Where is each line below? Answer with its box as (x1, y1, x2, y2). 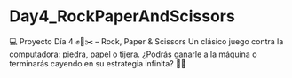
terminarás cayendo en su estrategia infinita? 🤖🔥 (9, 58, 186, 68)
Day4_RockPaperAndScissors (9, 6, 235, 27)
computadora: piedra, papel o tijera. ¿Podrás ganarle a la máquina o (9, 49, 257, 59)
